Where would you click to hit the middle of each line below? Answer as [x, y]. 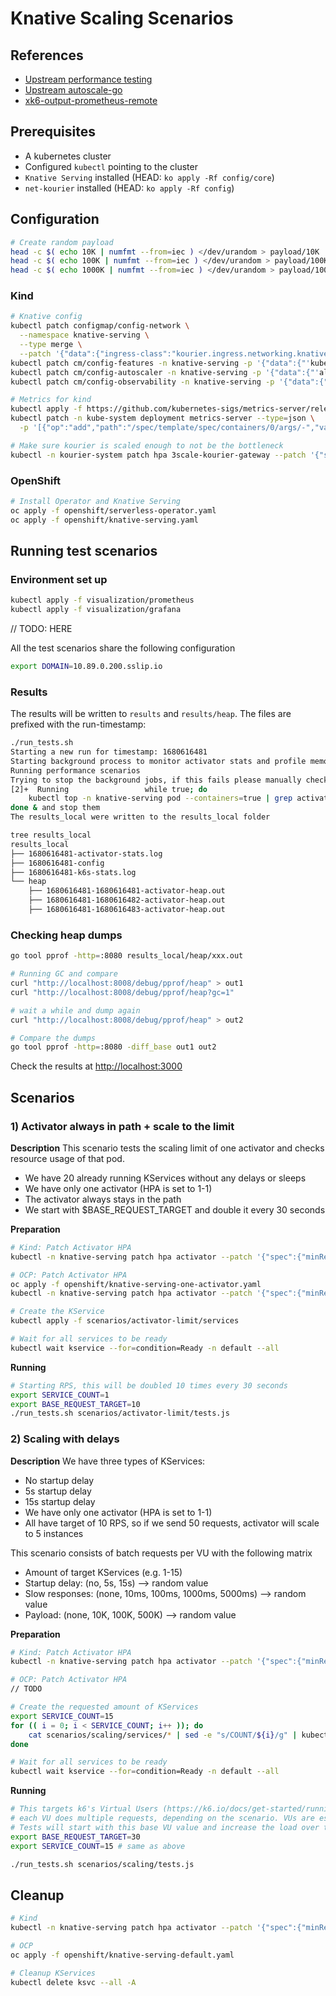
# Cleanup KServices [53, 1973]
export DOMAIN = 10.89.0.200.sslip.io [86, 667]
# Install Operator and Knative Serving [96, 501]
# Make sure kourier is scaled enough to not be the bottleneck [147, 445]
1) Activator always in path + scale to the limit [122, 1126]
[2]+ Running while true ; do [109, 789]
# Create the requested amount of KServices [104, 1707]
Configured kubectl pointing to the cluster [111, 166]
